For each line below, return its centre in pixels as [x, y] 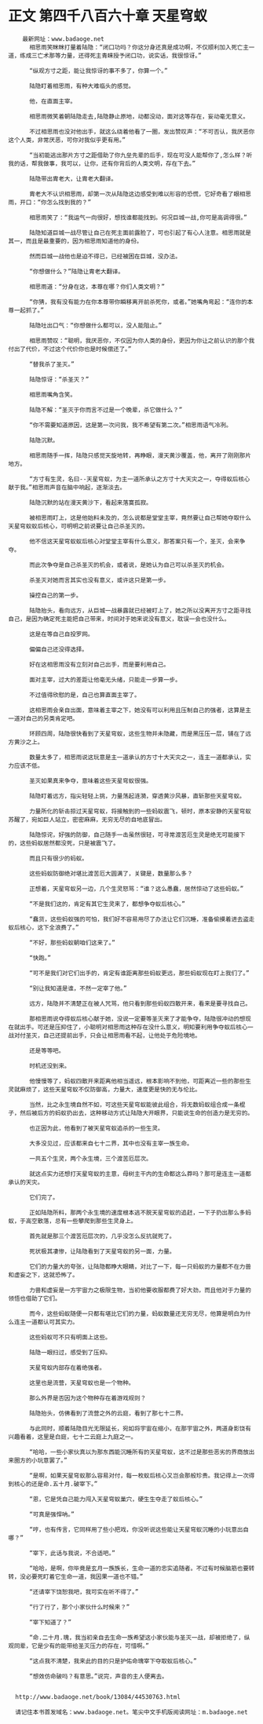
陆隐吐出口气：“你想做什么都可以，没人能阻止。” [95, 325]
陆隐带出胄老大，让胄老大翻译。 [73, 179]
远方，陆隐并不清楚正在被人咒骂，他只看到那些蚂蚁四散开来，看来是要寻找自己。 [140, 1003]
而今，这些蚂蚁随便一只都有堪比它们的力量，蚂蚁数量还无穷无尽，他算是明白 [134, 1313]
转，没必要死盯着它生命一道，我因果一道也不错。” [76, 1576]
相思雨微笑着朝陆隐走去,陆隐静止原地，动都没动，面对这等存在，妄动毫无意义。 [139, 116]
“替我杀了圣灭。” [51, 364]
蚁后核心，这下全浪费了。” [44, 927]
